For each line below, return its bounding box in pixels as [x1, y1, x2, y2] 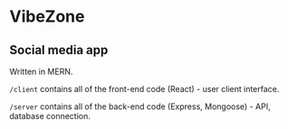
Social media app [9, 42, 109, 58]
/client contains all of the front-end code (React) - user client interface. [9, 84, 280, 94]
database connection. [9, 111, 91, 121]
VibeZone [9, 6, 85, 27]
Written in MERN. [9, 66, 73, 77]
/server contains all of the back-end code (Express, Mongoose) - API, [9, 101, 271, 112]
